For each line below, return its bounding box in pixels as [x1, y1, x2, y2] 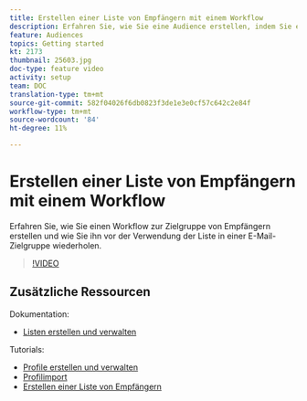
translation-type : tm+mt [9, 90, 104, 99]
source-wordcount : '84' [9, 115, 101, 124]
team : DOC [9, 81, 48, 90]
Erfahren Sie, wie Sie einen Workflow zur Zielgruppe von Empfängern [9, 220, 271, 231]
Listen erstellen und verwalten [22, 326, 137, 337]
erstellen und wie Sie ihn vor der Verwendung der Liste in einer [9, 230, 247, 241]
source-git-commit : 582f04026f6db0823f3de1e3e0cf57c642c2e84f [9, 98, 251, 108]
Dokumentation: [9, 308, 70, 320]
